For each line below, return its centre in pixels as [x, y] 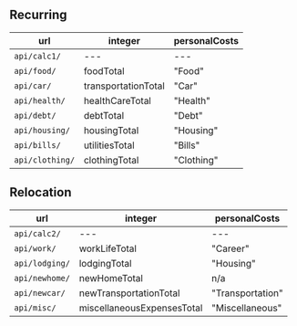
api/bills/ [37, 145]
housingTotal [111, 130]
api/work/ [35, 248]
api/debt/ [35, 115]
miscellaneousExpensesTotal [141, 308]
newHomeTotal [111, 278]
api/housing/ [42, 130]
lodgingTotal [105, 263]
